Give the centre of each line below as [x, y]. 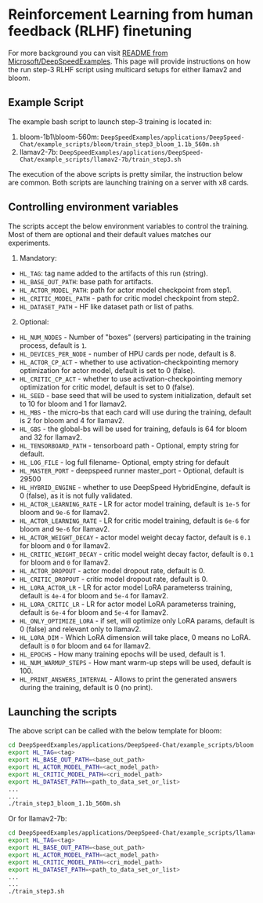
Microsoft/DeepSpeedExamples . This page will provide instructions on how [129, 61]
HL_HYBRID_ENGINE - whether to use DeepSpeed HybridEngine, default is [135, 487]
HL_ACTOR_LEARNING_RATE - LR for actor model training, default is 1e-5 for [135, 503]
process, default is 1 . [53, 345]
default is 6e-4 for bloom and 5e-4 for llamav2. [94, 612]
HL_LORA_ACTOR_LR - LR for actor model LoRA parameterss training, [126, 587]
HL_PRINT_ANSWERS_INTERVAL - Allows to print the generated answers [128, 679]
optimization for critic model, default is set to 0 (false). [107, 387]
